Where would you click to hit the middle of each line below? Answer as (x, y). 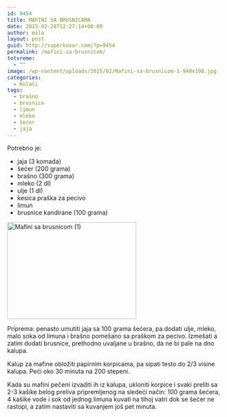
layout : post (26, 39)
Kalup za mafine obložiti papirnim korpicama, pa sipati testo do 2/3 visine (111, 364)
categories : (24, 77)
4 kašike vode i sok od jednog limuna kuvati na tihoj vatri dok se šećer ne (111, 399)
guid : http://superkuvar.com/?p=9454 (61, 45)
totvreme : (21, 58)
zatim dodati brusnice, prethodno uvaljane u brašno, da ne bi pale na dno (111, 343)
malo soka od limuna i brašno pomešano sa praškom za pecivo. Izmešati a (112, 336)
